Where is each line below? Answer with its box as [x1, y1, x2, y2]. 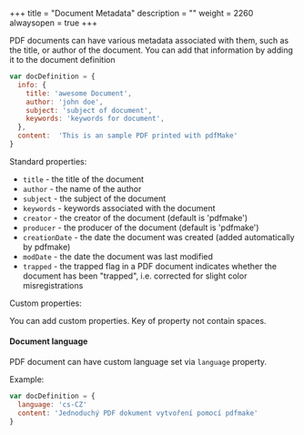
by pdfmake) [22, 241, 71, 252]
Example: [9, 374, 45, 385]
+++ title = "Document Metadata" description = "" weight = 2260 [9, 8, 254, 18]
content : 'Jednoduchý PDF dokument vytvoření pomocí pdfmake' [17, 409, 258, 418]
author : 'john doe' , [25, 97, 104, 106]
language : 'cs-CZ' [17, 400, 88, 409]
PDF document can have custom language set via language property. [9, 357, 267, 368]
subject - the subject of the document [22, 193, 167, 204]
